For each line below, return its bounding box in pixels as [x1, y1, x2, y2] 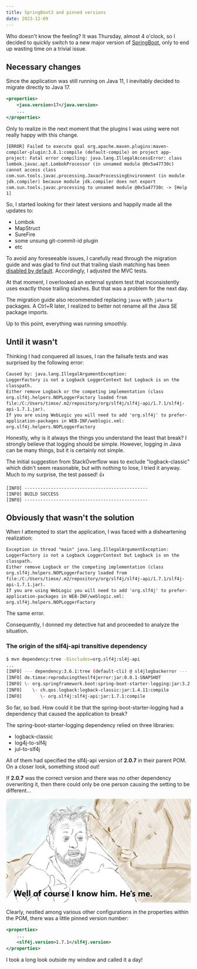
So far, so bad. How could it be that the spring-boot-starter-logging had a [6, 704, 184, 711]
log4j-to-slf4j [14, 739, 47, 746]
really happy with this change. [6, 131, 79, 138]
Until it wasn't [6, 337, 58, 347]
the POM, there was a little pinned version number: [6, 915, 129, 922]
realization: [6, 534, 33, 541]
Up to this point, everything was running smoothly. [6, 320, 128, 327]
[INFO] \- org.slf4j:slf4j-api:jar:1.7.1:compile [6, 693, 145, 699]
